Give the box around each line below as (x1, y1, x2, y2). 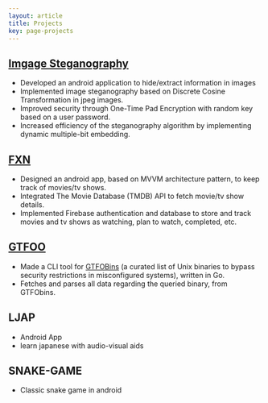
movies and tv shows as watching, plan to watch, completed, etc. (19, 217, 237, 226)
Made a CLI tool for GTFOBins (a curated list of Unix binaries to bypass (19, 261, 255, 271)
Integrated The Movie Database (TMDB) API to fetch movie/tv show (19, 191, 244, 201)
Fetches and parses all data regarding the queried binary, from (19, 279, 228, 289)
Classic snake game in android (19, 385, 122, 395)
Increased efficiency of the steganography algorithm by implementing (19, 121, 252, 131)
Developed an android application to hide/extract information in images (19, 78, 256, 88)
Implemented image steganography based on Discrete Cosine (19, 86, 225, 97)
